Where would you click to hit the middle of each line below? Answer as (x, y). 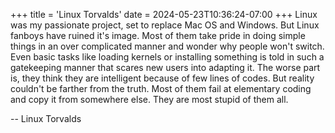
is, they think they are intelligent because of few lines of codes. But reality (162, 78)
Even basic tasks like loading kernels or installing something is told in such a (167, 57)
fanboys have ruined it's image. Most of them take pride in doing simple (158, 35)
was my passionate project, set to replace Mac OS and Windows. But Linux (165, 25)
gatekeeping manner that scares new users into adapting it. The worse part (165, 67)
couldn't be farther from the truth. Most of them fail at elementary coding (161, 88)
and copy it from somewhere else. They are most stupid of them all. (149, 99)
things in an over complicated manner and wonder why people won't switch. (167, 46)
